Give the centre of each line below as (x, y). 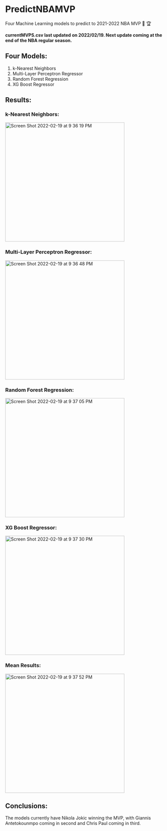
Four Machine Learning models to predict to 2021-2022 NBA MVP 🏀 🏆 (78, 23)
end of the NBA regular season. (39, 40)
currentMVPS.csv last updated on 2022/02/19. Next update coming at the (84, 35)
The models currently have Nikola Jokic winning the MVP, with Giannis (78, 818)
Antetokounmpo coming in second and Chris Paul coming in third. (73, 823)
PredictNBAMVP (40, 9)
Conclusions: (26, 806)
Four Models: (26, 56)
